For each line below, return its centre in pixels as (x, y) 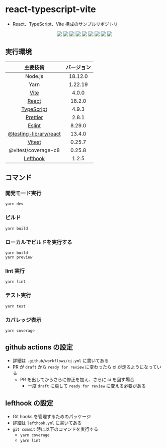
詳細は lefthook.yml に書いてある (47, 423)
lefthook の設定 (29, 403)
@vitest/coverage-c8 (34, 150)
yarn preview (19, 257)
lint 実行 (15, 271)
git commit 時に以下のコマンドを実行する (55, 429)
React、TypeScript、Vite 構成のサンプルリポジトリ (65, 24)
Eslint (34, 125)
